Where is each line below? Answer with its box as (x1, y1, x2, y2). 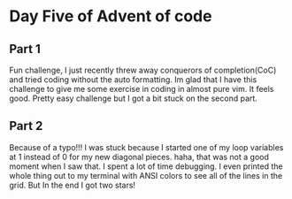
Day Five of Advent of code (9, 6, 212, 27)
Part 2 (9, 119, 43, 134)
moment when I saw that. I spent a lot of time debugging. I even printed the (9, 161, 283, 172)
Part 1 (9, 42, 42, 57)
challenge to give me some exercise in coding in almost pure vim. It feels (9, 84, 274, 94)
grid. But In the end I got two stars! (9, 180, 135, 190)
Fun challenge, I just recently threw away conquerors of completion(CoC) (9, 65, 277, 75)
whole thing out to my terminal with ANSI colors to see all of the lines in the (9, 170, 283, 180)
